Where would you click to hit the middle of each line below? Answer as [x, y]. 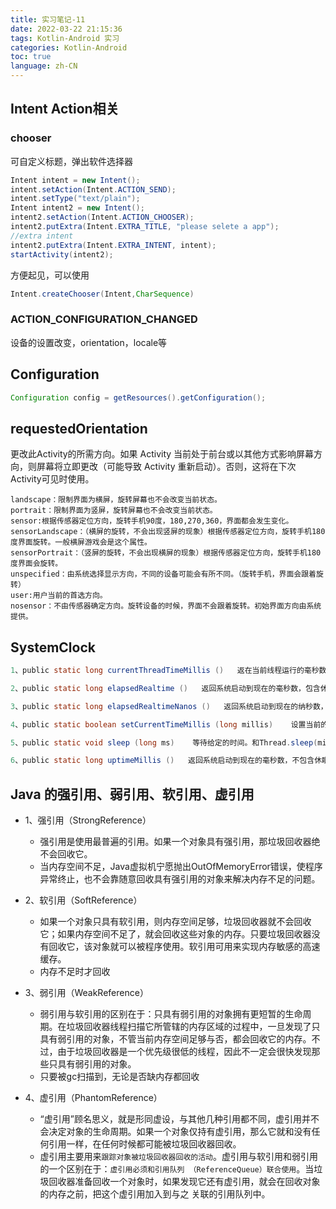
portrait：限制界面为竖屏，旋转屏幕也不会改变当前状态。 [114, 511]
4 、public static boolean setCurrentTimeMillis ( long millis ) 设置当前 [166, 724]
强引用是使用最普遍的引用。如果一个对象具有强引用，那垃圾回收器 [175, 842]
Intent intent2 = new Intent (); [77, 208]
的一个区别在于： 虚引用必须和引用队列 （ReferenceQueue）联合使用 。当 [177, 1169]
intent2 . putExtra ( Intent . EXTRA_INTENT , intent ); [113, 245]
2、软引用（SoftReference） [83, 900]
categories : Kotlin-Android [69, 47]
